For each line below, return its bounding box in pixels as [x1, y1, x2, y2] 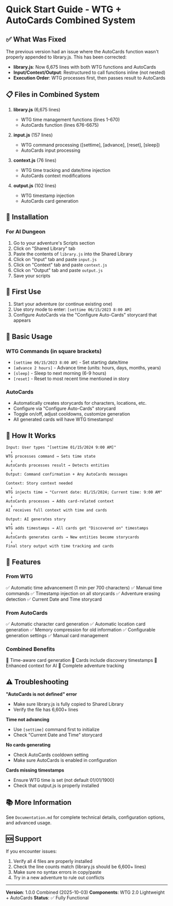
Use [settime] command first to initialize [13, 726, 100, 733]
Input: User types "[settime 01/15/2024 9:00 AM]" [6, 445, 117, 450]
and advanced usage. [6, 820, 52, 826]
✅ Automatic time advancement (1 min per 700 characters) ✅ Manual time [6, 584, 162, 590]
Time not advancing [6, 717, 50, 723]
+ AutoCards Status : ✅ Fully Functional [6, 894, 89, 901]
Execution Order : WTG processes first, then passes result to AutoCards [13, 75, 166, 81]
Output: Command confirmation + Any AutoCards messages [6, 472, 128, 477]
